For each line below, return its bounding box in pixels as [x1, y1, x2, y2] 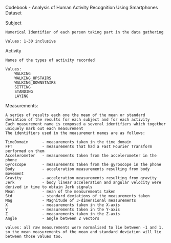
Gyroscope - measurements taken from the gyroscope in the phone [5, 162, 161, 167]
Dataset [5, 10, 22, 16]
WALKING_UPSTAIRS [14, 76, 52, 81]
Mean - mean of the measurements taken [5, 189, 116, 194]
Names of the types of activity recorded [5, 58, 95, 63]
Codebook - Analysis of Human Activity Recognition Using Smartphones [5, 5, 158, 10]
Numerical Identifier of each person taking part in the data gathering [5, 30, 164, 35]
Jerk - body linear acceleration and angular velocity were [5, 180, 161, 185]
